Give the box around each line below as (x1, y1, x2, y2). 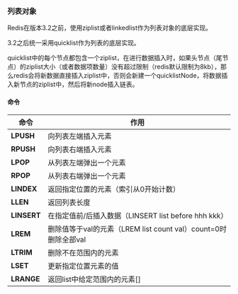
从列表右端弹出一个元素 (47, 171, 126, 181)
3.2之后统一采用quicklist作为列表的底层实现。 (7, 39, 140, 47)
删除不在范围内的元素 (47, 247, 119, 257)
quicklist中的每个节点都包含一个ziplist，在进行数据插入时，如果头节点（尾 (7, 54, 223, 62)
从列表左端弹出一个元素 (47, 158, 126, 167)
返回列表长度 (47, 197, 91, 207)
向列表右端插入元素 (47, 144, 112, 154)
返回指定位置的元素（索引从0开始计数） (47, 184, 181, 194)
